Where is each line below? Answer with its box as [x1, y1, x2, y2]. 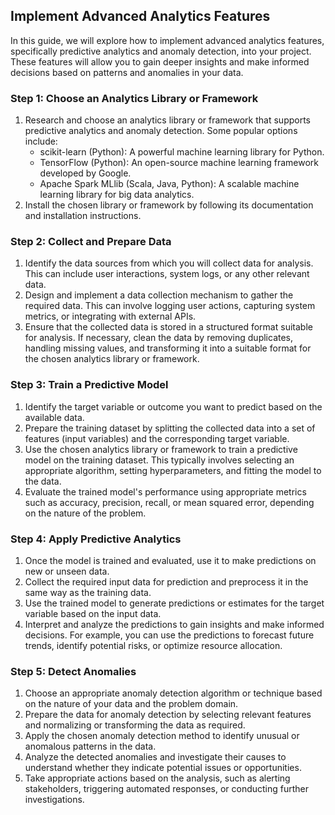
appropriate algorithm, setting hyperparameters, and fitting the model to [24, 464, 322, 476]
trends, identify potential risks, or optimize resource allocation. [24, 640, 283, 651]
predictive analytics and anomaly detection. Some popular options [24, 125, 298, 137]
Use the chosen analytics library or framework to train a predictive [24, 443, 298, 455]
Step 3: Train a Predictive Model [10, 378, 169, 392]
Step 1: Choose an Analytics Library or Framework [10, 91, 259, 105]
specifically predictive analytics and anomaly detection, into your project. [10, 45, 312, 57]
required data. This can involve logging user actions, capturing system [24, 300, 316, 312]
